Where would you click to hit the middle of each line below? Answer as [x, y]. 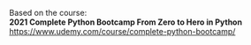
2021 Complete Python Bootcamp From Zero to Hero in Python [126, 22]
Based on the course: [48, 13]
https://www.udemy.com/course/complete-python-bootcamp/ [122, 31]
